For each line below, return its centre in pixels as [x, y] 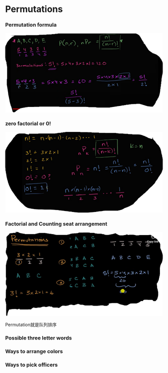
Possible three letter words [39, 338]
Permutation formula [31, 25]
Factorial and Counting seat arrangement [56, 223]
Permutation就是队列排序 [31, 325]
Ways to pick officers [31, 365]
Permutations [34, 9]
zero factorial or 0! [28, 123]
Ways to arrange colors [34, 351]
